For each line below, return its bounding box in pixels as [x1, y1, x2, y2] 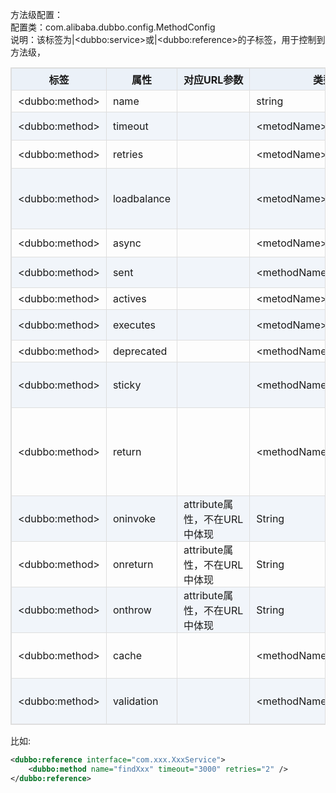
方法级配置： [10, 9, 63, 20]
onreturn [112, 558, 154, 571]
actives [112, 292, 147, 305]
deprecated [112, 344, 168, 358]
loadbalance [112, 192, 172, 205]
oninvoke [112, 512, 157, 525]
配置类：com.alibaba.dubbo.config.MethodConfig [10, 21, 216, 33]
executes [112, 318, 157, 332]
